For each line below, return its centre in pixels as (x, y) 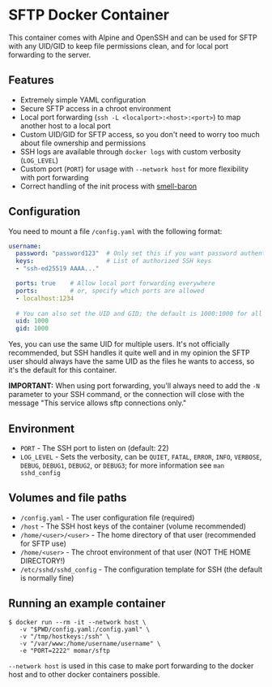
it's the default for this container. (63, 370)
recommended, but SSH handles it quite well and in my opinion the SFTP (130, 353)
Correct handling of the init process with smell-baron (108, 186)
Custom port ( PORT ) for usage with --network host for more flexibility (134, 169)
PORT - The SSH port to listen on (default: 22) (94, 448)
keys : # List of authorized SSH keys (114, 261)
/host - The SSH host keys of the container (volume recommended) (133, 526)
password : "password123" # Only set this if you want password (126, 253)
